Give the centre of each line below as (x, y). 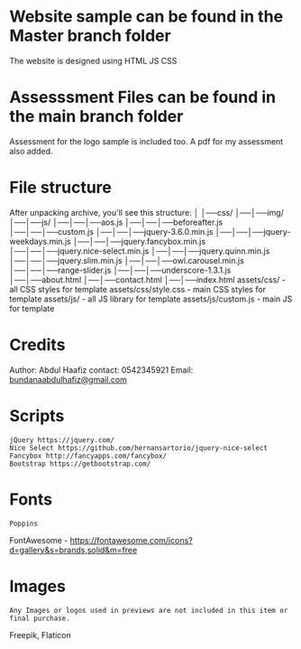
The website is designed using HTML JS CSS (93, 60)
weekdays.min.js (41, 241)
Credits (37, 345)
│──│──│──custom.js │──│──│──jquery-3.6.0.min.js (111, 231)
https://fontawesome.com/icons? (131, 540)
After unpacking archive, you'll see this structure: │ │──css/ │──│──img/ (146, 212)
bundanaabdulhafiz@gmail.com (68, 379)
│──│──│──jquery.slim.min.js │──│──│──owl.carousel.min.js (127, 260)
